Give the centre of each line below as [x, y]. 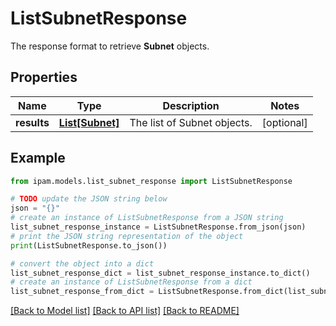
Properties [44, 77]
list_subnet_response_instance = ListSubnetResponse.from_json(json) [158, 227]
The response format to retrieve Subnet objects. [110, 46]
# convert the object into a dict [82, 263]
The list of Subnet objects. [191, 122]
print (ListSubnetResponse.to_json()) [89, 245]
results [32, 122]
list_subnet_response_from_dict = [82, 292]
